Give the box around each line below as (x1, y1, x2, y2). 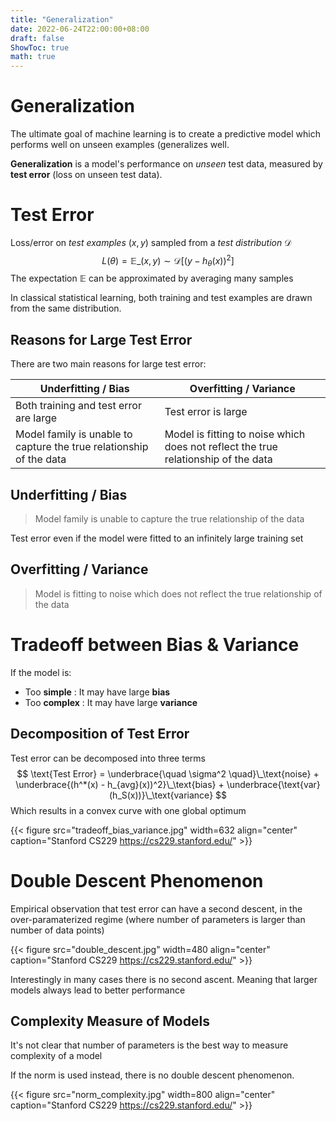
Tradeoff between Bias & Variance (10, 634, 300, 656)
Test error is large (164, 405, 248, 419)
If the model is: (10, 666, 72, 678)
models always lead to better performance (10, 984, 186, 996)
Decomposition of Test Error (10, 726, 190, 743)
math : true (10, 52, 56, 62)
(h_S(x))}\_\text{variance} (109, 789, 214, 801)
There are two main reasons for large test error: (10, 358, 207, 370)
